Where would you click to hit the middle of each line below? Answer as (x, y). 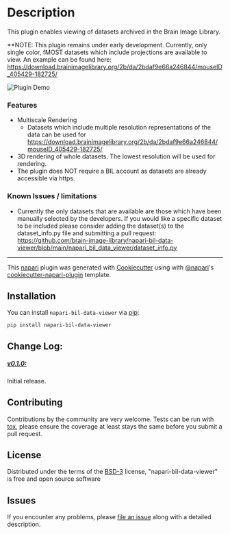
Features (22, 105)
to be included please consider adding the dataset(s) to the (101, 226)
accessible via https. (46, 178)
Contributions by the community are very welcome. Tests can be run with (111, 419)
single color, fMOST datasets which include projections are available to (107, 52)
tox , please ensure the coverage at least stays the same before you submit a (115, 426)
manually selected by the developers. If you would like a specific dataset (119, 218)
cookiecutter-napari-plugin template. (59, 274)
